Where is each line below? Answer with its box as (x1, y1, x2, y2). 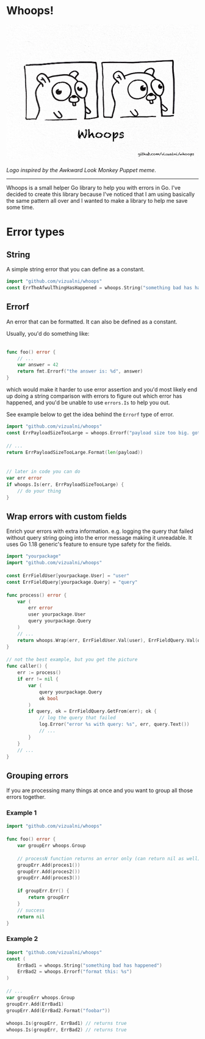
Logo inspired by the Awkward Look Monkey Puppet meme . (6, 167, 157, 174)
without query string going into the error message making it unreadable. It (6, 534, 192, 542)
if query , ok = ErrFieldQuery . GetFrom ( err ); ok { (28, 708, 157, 714)
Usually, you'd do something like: (6, 330, 90, 337)
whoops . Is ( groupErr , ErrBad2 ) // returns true (6, 1027, 127, 1033)
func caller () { (6, 663, 48, 670)
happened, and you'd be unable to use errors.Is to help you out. (6, 399, 170, 406)
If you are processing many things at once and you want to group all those (6, 787, 193, 794)
